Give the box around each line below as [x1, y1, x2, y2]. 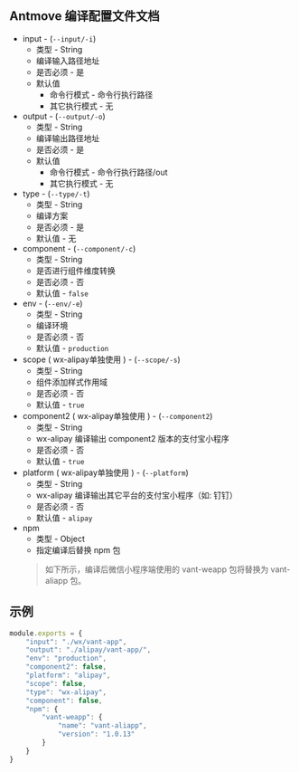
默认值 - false [35, 288, 89, 299]
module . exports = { [9, 628, 83, 638]
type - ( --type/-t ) [22, 188, 90, 199]
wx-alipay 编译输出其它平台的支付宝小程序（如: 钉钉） [35, 490, 238, 500]
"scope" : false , [25, 679, 88, 688]
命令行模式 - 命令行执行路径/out [49, 167, 169, 177]
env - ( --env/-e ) [22, 298, 83, 309]
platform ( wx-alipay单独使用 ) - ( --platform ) [22, 467, 190, 478]
